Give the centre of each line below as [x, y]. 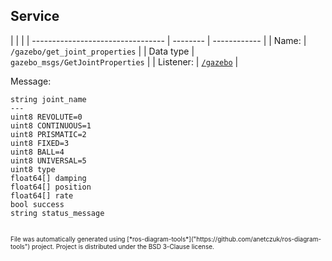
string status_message [57, 213]
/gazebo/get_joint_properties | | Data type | [102, 51]
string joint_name [48, 99]
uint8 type [33, 169]
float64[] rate [42, 195]
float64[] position [51, 187]
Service [35, 16]
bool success [37, 204]
